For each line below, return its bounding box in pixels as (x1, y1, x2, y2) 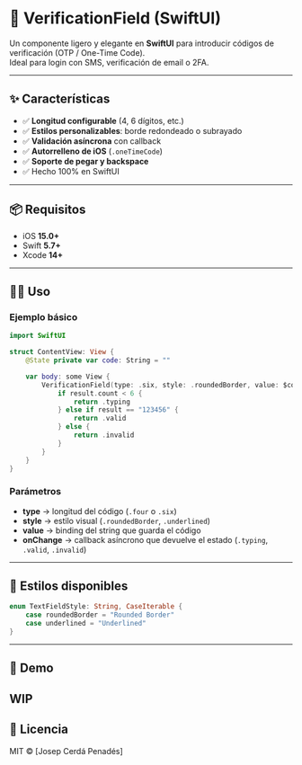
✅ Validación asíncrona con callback (22, 135, 162, 147)
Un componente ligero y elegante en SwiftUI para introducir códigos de (9, 38, 274, 49)
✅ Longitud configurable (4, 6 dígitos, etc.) (22, 115, 184, 126)
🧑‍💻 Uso (9, 283, 51, 299)
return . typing (73, 397, 130, 406)
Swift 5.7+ (22, 240, 61, 251)
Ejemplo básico (9, 310, 78, 323)
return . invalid (73, 431, 135, 440)
